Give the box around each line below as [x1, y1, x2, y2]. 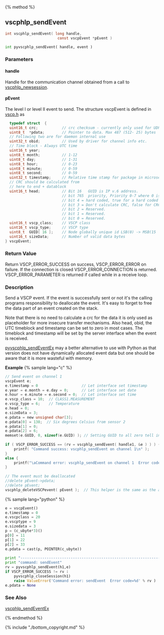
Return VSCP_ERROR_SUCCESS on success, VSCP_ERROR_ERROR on [5, 261, 146, 267]
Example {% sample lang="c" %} [5, 364, 72, 370]
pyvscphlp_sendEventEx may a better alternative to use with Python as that [5, 345, 157, 351]
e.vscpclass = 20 [5, 515, 41, 520]
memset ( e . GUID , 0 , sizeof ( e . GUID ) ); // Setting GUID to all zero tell [5, 433, 154, 438]
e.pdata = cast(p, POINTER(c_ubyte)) [5, 546, 82, 552]
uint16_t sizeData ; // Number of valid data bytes [9, 234, 125, 239]
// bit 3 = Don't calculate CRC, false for [61, 202, 152, 207]
